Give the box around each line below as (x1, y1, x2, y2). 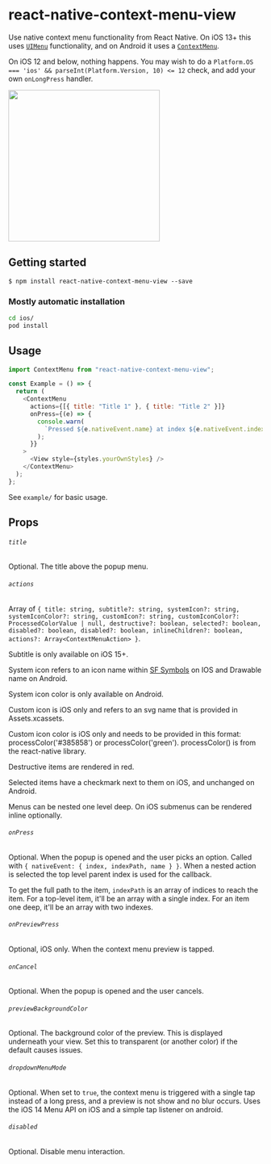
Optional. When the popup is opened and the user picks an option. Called (8, 852, 252, 862)
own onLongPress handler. (8, 74, 94, 83)
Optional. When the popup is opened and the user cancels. (8, 986, 204, 996)
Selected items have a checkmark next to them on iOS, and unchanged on (8, 777, 255, 787)
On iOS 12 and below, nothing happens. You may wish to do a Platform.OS (8, 57, 254, 66)
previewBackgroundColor (8, 1004, 89, 1013)
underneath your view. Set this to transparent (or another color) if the (8, 1036, 238, 1047)
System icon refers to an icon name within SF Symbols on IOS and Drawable (8, 665, 262, 674)
